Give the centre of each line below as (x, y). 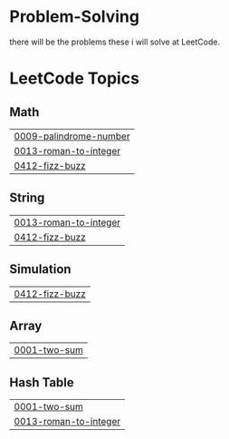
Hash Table (42, 382)
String (27, 198)
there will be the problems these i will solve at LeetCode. (115, 42)
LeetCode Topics (75, 78)
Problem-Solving (75, 17)
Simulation (40, 269)
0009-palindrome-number (72, 136)
